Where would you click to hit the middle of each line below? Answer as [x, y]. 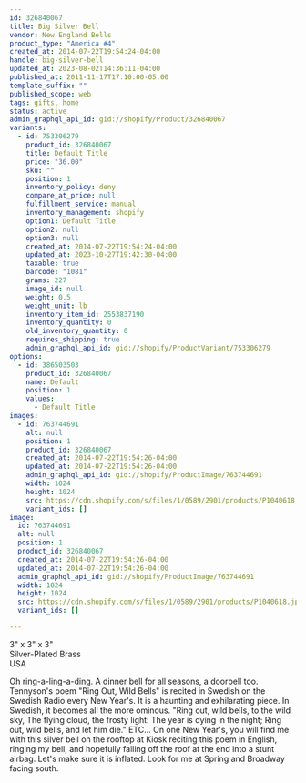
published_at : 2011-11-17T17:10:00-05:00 [89, 77]
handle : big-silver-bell [56, 60]
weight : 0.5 [48, 297]
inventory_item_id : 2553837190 [85, 314]
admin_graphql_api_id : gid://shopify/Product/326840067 [117, 119]
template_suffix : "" [49, 86]
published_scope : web [51, 94]
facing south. [34, 768]
